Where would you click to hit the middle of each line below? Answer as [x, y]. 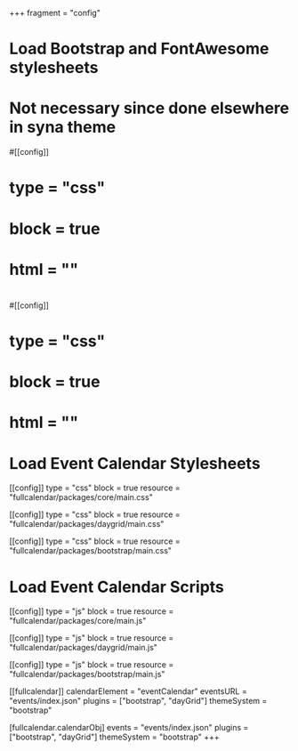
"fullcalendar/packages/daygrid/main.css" [87, 524]
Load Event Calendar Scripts [117, 587]
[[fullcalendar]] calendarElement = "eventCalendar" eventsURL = [128, 691]
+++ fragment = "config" [55, 13]
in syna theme [63, 127]
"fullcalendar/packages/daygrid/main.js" [84, 648]
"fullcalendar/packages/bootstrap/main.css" [90, 551]
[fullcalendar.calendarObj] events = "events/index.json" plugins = [129, 728]
